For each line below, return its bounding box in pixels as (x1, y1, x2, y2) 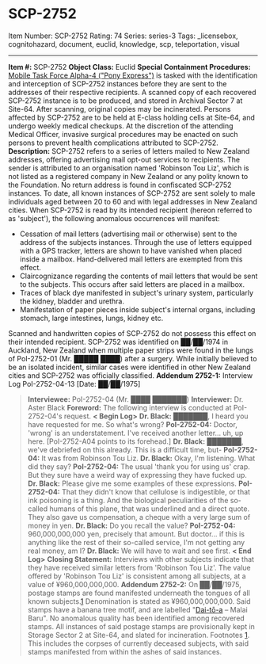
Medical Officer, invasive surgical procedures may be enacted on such (8, 129, 239, 139)
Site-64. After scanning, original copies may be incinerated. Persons (8, 104, 231, 113)
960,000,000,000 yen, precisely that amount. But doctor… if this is (27, 529, 245, 539)
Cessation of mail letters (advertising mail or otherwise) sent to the (19, 229, 237, 239)
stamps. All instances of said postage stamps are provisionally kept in (27, 621, 256, 631)
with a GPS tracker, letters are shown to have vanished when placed (19, 246, 242, 255)
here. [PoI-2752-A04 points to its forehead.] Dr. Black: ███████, (27, 437, 244, 446)
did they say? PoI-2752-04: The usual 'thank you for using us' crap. (27, 461, 251, 471)
